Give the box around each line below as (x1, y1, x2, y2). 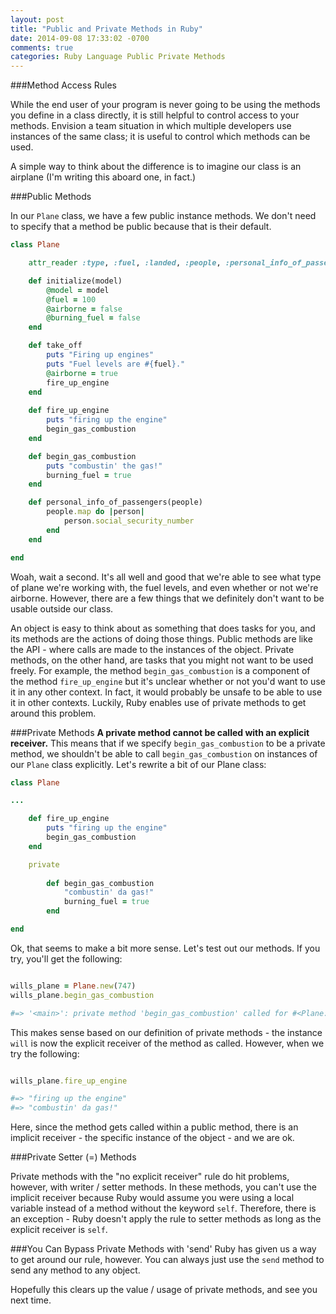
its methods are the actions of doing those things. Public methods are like (10, 632, 313, 645)
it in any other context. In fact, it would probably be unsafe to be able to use (10, 686, 323, 698)
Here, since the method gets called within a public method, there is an (10, 1121, 299, 1133)
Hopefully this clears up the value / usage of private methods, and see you (10, 1284, 318, 1296)
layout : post (10, 14, 65, 25)
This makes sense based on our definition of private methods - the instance (10, 1026, 323, 1038)
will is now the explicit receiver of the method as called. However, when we (10, 1037, 325, 1049)
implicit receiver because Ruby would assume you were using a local (10, 1192, 295, 1204)
